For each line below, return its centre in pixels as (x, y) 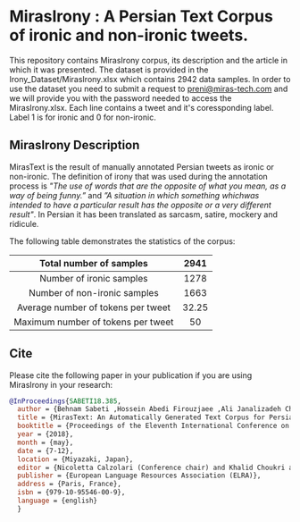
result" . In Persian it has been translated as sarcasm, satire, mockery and (144, 214)
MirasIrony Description (75, 145)
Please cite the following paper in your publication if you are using (131, 375)
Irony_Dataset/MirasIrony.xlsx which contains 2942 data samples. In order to (150, 79)
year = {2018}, (46, 434)
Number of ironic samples (94, 278)
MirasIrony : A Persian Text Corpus (142, 17)
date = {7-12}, (46, 450)
